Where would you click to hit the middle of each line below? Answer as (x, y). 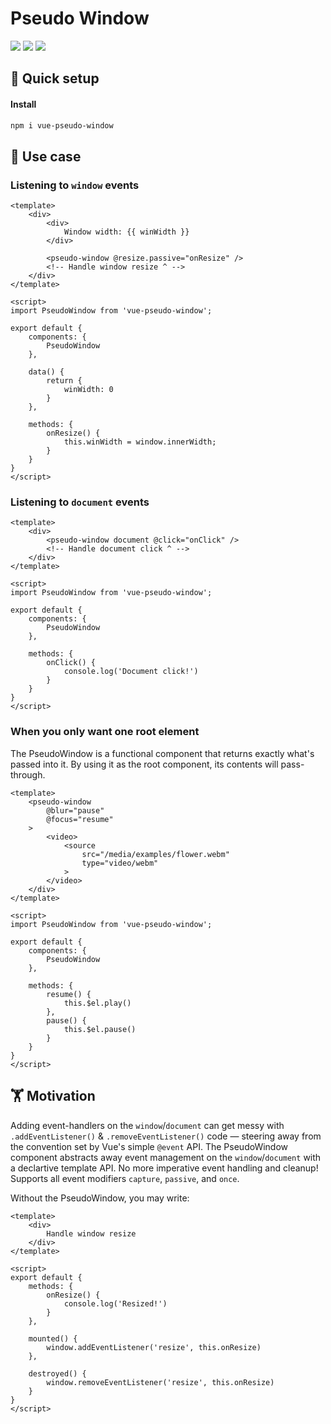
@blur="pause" (75, 810)
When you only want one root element (105, 732)
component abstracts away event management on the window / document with (166, 1157)
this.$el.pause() (100, 1029)
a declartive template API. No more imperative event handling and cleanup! (164, 1168)
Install (23, 104)
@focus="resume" (80, 819)
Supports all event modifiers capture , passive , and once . (125, 1178)
